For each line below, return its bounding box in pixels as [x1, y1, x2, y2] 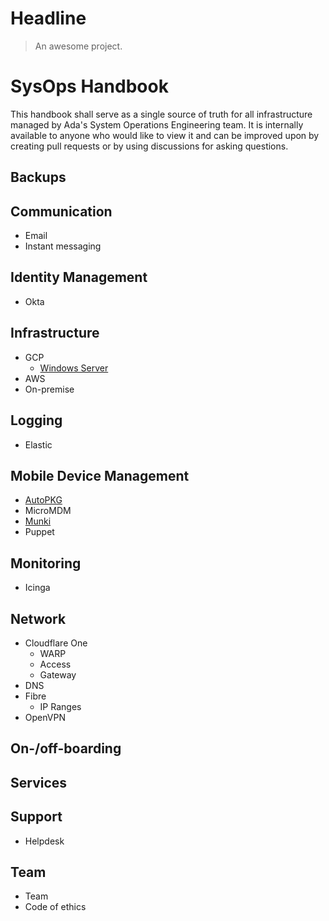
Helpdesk [24, 835, 65, 847]
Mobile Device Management [10, 467, 190, 484]
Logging [10, 412, 63, 429]
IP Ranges [39, 700, 82, 712]
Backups [10, 169, 67, 186]
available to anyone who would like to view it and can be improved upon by [10, 129, 320, 141]
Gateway [39, 668, 77, 681]
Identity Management [10, 269, 148, 286]
